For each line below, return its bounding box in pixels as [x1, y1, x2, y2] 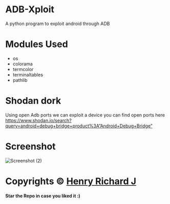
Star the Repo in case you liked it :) [5, 193, 80, 199]
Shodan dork [5, 95, 61, 107]
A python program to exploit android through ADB [5, 20, 110, 27]
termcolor [12, 66, 34, 72]
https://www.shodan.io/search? [5, 117, 72, 123]
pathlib [12, 77, 28, 83]
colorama [12, 60, 33, 67]
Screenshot [5, 141, 56, 152]
